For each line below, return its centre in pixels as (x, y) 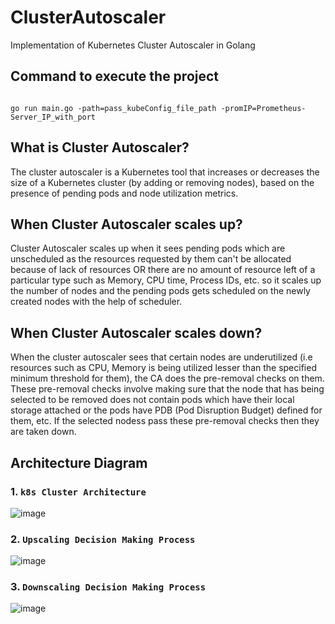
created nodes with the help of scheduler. (96, 302)
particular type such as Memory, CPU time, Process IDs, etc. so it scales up (166, 280)
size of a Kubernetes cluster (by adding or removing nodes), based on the (162, 182)
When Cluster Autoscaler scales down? (136, 332)
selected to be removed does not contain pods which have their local (152, 400)
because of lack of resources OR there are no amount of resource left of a (163, 270)
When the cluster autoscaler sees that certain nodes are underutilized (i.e (161, 357)
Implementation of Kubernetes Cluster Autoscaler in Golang (133, 45)
